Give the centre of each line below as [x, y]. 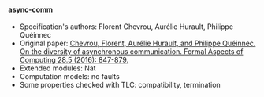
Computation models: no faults [69, 77]
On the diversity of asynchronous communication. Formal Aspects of [131, 52]
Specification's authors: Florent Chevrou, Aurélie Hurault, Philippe [126, 27]
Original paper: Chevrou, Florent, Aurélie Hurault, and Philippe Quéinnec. [138, 43]
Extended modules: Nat [58, 68]
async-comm [31, 9]
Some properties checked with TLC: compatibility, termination [120, 85]
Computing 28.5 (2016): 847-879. [74, 60]
